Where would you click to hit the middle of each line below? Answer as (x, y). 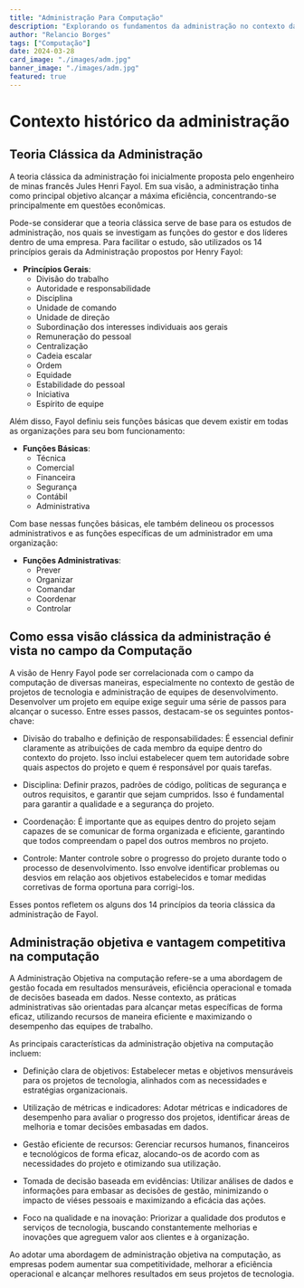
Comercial (55, 468)
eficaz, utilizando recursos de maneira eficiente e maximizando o (131, 1017)
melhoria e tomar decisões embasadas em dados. (115, 1127)
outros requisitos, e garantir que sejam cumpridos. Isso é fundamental (153, 794)
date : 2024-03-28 (42, 52)
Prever (48, 570)
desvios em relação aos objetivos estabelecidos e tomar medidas (144, 877)
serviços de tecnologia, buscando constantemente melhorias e (140, 1227)
